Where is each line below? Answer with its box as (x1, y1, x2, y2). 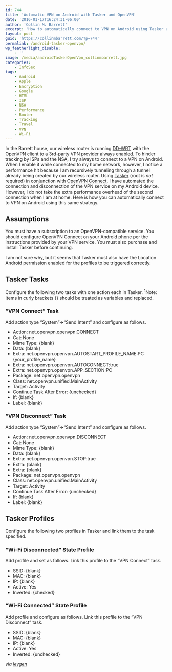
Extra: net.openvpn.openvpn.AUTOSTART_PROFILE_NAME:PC (12, 350, 144, 356)
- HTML (14, 93, 29, 98)
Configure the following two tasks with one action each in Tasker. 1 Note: (5, 288, 157, 295)
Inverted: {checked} (12, 590, 55, 596)
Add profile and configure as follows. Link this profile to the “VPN (5, 614, 143, 620)
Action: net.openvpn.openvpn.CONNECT (12, 329, 99, 335)
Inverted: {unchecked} (12, 651, 60, 657)
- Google (14, 88, 33, 94)
